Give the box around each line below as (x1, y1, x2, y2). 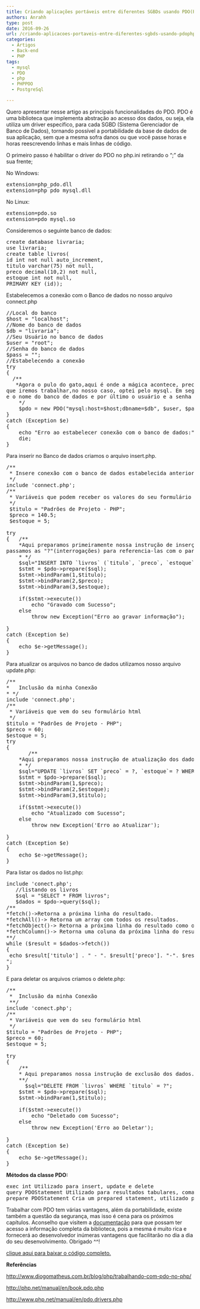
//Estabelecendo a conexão (6, 357, 85, 364)
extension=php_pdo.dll (6, 181, 73, 188)
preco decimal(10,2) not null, (6, 268, 98, 275)
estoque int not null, (6, 274, 73, 281)
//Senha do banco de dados (6, 345, 85, 352)
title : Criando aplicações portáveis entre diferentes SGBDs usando (6, 8, 180, 15)
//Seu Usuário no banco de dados (6, 333, 104, 340)
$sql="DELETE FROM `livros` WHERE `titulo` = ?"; (24, 1082, 173, 1089)
